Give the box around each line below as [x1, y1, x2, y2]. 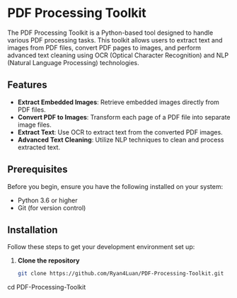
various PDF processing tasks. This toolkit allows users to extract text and [7, 35, 223, 44]
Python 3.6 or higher [17, 196, 78, 205]
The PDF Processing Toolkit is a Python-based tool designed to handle [7, 28, 214, 37]
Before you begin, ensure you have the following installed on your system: [7, 182, 224, 190]
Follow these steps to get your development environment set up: [7, 243, 195, 251]
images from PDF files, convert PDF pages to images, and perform [7, 43, 202, 52]
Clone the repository [17, 256, 80, 265]
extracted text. [17, 143, 61, 151]
